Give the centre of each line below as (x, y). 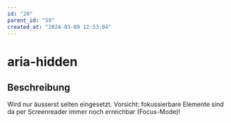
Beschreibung (39, 88)
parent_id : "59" (31, 20)
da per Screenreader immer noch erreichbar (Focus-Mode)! (94, 112)
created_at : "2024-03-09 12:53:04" (60, 27)
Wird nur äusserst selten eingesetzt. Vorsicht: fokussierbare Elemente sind (115, 104)
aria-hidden (43, 61)
